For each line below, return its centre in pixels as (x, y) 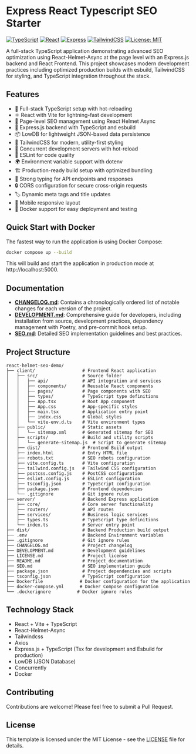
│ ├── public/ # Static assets (64, 427)
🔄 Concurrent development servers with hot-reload (76, 149)
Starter (23, 23)
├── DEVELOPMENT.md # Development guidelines (76, 551)
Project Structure (38, 352)
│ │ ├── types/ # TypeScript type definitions (82, 397)
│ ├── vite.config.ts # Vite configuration (70, 463)
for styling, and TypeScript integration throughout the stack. (79, 76)
